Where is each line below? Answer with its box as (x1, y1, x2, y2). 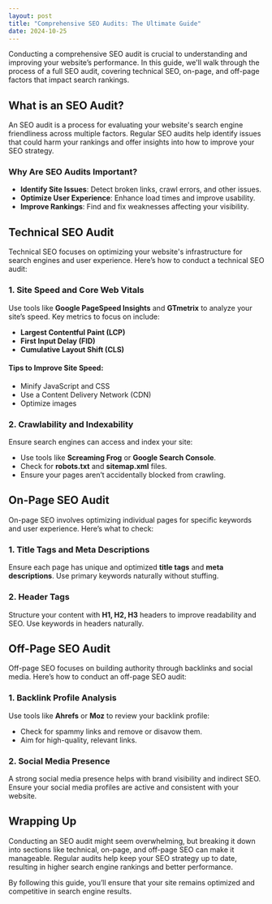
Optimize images (19, 398, 77, 408)
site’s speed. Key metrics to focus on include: (8, 312, 160, 321)
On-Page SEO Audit (8, 493, 110, 507)
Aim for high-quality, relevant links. (19, 735, 138, 745)
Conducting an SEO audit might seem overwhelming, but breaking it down (8, 836, 256, 846)
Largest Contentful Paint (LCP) (19, 327, 126, 337)
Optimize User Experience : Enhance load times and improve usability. (19, 193, 256, 203)
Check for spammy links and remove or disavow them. (19, 726, 203, 736)
